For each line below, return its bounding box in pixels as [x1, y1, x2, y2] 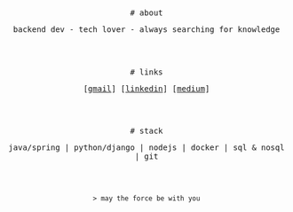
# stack [130, 126, 163, 137]
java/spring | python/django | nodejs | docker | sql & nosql [8, 143, 285, 153]
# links [130, 67, 163, 77]
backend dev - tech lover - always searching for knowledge [12, 25, 281, 35]
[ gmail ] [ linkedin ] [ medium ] [83, 83, 210, 93]
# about [130, 8, 163, 18]
